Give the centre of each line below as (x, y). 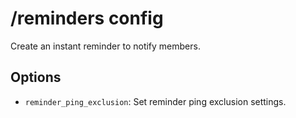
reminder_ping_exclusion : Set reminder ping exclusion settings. (155, 101)
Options (36, 77)
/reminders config (87, 18)
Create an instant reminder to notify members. (105, 46)
